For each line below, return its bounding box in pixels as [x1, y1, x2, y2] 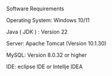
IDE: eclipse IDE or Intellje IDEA [6, 63, 83, 70]
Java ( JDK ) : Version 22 [6, 28, 68, 35]
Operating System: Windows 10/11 [6, 17, 90, 23]
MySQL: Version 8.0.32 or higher [6, 51, 87, 59]
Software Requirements [6, 5, 65, 12]
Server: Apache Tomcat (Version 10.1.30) [6, 40, 107, 47]
